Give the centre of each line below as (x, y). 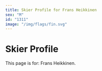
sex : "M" (15, 15)
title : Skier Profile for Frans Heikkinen (51, 10)
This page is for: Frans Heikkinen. (41, 63)
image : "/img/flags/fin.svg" (36, 24)
